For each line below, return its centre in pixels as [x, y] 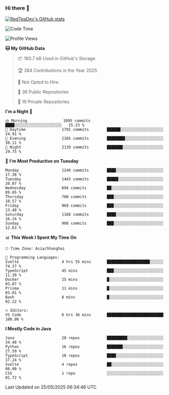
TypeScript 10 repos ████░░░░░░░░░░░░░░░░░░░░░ [84, 356]
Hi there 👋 [18, 8]
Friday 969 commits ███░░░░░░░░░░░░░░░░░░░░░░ [84, 206]
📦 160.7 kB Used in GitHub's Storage [57, 59]
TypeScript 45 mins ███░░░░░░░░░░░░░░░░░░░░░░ [84, 271]
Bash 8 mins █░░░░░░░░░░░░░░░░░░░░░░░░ [84, 298]
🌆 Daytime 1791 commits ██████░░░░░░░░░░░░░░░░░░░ [84, 130]
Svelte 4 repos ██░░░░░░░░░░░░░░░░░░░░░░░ [84, 365]
